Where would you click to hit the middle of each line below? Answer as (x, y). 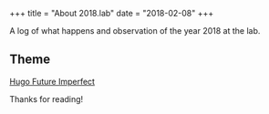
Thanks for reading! (47, 98)
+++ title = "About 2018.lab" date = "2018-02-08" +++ (112, 13)
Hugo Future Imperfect (52, 81)
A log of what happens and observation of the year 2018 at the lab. (135, 31)
